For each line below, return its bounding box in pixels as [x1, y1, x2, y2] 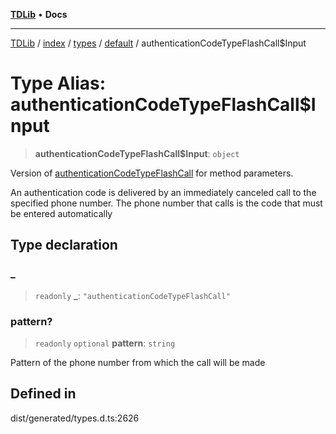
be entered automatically [10, 207, 113, 219]
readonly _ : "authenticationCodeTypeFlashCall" [34, 289, 231, 301]
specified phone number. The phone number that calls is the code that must [10, 197, 323, 209]
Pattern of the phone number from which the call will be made [10, 356, 266, 368]
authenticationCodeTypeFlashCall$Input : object [34, 147, 240, 159]
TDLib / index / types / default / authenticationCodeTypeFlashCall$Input [10, 37, 307, 49]
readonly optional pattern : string [34, 337, 176, 349]
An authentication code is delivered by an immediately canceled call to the [10, 186, 317, 198]
